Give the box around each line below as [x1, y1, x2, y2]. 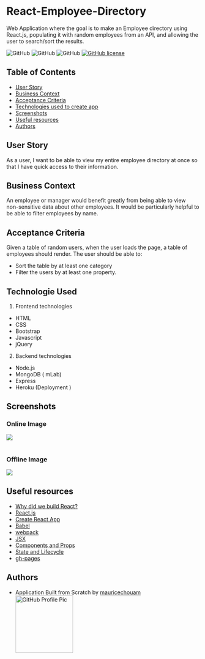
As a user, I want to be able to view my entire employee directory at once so [6, 156, 198, 163]
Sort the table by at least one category [15, 262, 113, 270]
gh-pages [15, 554, 40, 562]
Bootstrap [15, 327, 40, 335]
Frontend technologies [15, 303, 72, 310]
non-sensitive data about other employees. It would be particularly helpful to [6, 203, 199, 210]
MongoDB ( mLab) [15, 371, 62, 378]
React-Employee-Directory [6, 4, 147, 18]
